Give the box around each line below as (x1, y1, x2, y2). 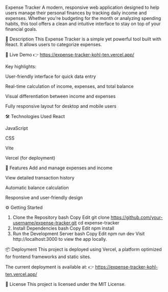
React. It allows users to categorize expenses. (5, 41, 102, 48)
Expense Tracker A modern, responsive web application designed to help (5, 5, 160, 10)
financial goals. (5, 26, 37, 32)
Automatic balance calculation (5, 185, 69, 191)
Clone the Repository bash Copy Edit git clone (12, 214, 110, 220)
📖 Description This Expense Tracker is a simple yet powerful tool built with (5, 36, 162, 42)
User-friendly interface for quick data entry (5, 74, 96, 79)
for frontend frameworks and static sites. (5, 254, 91, 260)
